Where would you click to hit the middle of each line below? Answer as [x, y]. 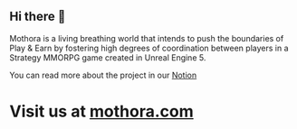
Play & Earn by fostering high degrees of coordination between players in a [149, 48]
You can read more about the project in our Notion [103, 75]
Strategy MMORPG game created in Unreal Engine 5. [108, 57]
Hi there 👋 [38, 17]
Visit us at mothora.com [102, 111]
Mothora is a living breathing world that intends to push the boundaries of [147, 38]
